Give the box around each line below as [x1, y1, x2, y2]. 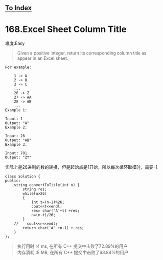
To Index [5, 4, 32, 12]
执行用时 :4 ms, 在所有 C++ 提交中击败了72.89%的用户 [17, 243, 128, 249]
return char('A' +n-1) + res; [23, 226, 84, 231]
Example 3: [5, 142, 27, 147]
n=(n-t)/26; [31, 213, 56, 218]
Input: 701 [5, 151, 27, 156]
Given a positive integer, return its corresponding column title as [17, 50, 147, 56]
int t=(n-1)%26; [31, 200, 65, 205]
